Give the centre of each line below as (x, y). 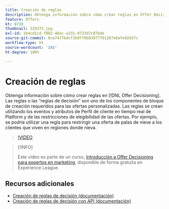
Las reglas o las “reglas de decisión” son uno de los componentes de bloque (84, 101)
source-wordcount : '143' (31, 47)
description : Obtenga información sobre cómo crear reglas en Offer (78, 15)
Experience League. (38, 168)
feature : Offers (22, 19)
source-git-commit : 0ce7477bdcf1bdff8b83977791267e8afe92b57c (72, 38)
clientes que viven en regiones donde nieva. (51, 128)
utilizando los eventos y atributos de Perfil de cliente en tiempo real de (78, 112)
